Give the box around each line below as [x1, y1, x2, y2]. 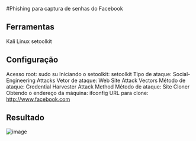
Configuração [6, 55, 59, 65]
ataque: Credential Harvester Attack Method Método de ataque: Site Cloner [6, 83, 190, 90]
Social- [172, 70, 191, 77]
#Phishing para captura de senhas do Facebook [6, 5, 123, 12]
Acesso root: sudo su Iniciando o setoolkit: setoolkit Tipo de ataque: [6, 70, 172, 77]
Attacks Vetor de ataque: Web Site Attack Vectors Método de [36, 77, 186, 84]
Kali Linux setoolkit [6, 38, 52, 45]
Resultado [6, 113, 44, 123]
